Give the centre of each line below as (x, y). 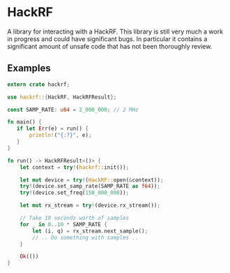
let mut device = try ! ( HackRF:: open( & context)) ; (92, 180)
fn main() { (24, 122)
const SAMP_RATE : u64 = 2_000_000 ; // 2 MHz (73, 110)
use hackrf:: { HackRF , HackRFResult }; (62, 97)
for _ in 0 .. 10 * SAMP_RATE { (64, 224)
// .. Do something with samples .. (85, 237)
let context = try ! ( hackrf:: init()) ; (75, 167)
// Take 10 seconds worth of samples (75, 218)
